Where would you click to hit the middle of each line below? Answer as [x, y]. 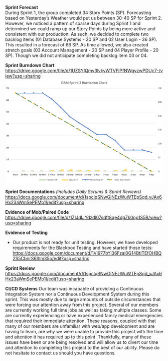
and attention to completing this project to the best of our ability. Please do [82, 348]
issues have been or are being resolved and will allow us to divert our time [82, 342]
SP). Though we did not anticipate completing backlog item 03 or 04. [76, 55]
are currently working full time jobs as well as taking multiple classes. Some [83, 310]
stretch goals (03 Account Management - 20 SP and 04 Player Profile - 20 [82, 50]
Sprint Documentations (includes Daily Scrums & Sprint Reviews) [73, 192]
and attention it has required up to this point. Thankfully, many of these [78, 337]
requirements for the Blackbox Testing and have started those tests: [82, 248]
